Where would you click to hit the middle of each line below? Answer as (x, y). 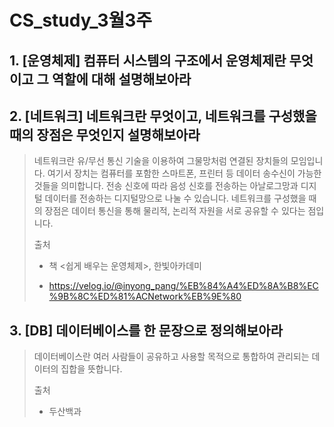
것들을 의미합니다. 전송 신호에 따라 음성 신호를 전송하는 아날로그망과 (166, 186)
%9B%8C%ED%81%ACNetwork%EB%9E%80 (145, 297)
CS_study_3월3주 (81, 20)
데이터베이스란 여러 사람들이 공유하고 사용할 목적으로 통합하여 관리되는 (171, 357)
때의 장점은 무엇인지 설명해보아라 (105, 134)
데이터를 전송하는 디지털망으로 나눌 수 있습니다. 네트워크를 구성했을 (175, 198)
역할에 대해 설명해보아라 (121, 79)
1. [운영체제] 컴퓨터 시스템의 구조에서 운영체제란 (148, 60)
